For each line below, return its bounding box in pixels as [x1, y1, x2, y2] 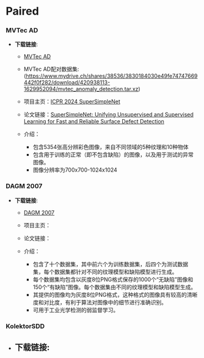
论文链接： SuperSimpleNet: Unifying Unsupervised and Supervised [23, 111, 194, 119]
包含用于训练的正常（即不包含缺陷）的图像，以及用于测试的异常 [32, 151, 194, 158]
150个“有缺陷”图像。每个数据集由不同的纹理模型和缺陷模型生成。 [32, 283, 197, 291]
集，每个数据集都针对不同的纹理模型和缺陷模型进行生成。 [32, 268, 178, 276]
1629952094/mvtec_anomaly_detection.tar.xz [23, 86, 139, 93]
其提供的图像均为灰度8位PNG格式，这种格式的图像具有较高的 [32, 291, 187, 298]
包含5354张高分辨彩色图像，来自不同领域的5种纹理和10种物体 [32, 144, 189, 151]
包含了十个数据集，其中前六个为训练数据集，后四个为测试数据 [32, 260, 189, 268]
